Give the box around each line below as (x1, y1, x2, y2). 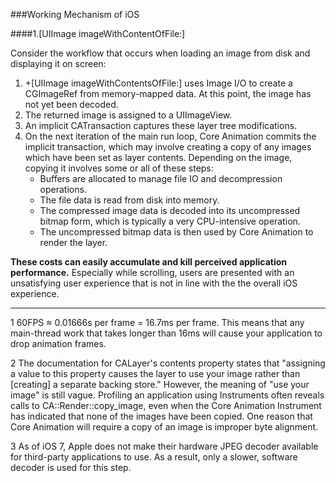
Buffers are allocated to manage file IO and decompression (39, 173, 283, 184)
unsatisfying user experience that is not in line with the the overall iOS (10, 277, 298, 289)
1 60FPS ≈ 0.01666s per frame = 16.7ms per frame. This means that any (10, 317, 305, 328)
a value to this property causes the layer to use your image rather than (10, 368, 301, 379)
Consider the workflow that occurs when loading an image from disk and (10, 47, 311, 59)
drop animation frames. (10, 338, 107, 349)
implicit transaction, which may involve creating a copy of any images (24, 141, 312, 153)
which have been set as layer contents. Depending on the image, (24, 152, 293, 163)
